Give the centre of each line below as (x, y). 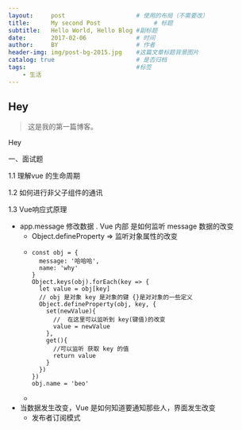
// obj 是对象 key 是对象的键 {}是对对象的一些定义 (115, 298)
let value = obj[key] (75, 289)
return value (75, 356)
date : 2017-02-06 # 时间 (82, 38)
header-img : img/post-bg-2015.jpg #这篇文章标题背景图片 (104, 52)
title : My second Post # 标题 (90, 23)
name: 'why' (58, 268)
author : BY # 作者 (82, 45)
